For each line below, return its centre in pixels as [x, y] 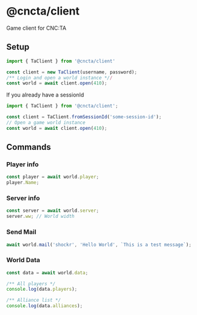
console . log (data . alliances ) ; [45, 306]
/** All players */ [31, 283]
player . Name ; [23, 183]
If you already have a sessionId [45, 95]
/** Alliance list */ [34, 300]
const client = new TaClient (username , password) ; [72, 72]
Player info [22, 164]
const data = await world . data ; [47, 273]
